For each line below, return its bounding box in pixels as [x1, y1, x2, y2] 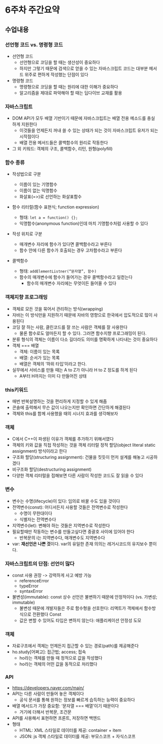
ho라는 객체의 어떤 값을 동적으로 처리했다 [19, 661, 97, 667]
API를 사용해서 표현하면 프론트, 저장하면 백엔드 [12, 715, 101, 721]
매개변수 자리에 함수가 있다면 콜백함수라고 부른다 [19, 241, 112, 247]
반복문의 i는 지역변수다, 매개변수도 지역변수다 [19, 535, 106, 540]
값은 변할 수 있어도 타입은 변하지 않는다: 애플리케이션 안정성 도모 [19, 617, 142, 623]
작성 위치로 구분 [12, 231, 42, 237]
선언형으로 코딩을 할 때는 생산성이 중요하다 [19, 59, 101, 65]
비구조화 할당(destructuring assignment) [12, 467, 92, 473]
